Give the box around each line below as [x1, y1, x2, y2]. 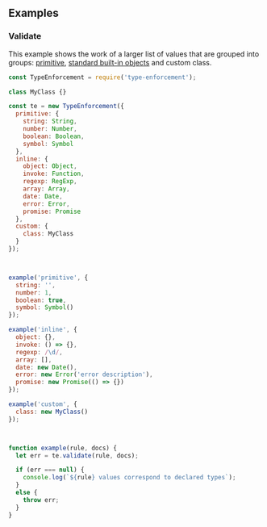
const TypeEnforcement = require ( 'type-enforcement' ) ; [8, 73, 197, 82]
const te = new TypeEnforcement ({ [8, 102, 125, 111]
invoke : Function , [23, 169, 85, 178]
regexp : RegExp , [23, 178, 78, 186]
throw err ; [23, 496, 60, 504]
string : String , [23, 117, 78, 126]
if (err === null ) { [15, 466, 85, 475]
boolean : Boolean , [23, 132, 85, 140]
